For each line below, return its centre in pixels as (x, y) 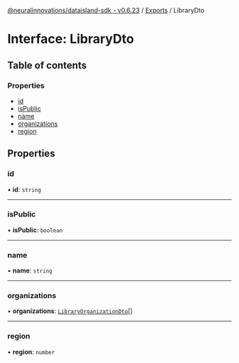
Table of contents (47, 65)
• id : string (24, 189)
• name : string (30, 270)
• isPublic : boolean (35, 230)
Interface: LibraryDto (71, 39)
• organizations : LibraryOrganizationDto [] (70, 311)
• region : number (31, 352)
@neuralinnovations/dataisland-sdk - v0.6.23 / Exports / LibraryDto (106, 10)
